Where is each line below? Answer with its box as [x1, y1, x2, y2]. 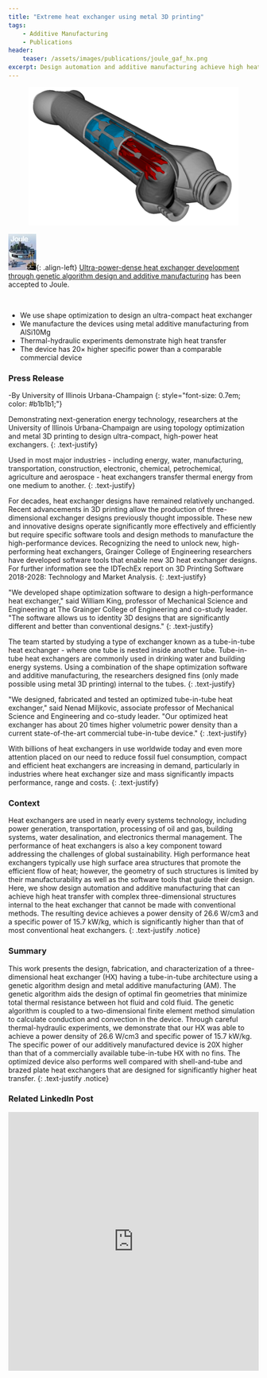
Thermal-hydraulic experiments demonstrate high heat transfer [19, 335, 226, 345]
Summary [8, 946, 48, 957]
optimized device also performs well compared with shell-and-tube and [8, 1056, 243, 1066]
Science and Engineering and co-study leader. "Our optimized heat [8, 711, 228, 720]
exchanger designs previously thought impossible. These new [49, 513, 253, 522]
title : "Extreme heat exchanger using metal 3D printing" [8, 13, 204, 21]
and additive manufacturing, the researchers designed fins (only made [8, 670, 239, 680]
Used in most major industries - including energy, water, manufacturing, [8, 455, 244, 465]
